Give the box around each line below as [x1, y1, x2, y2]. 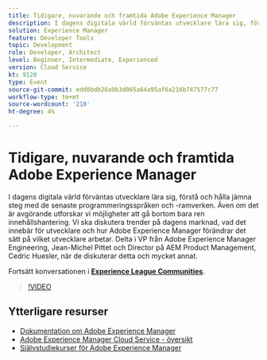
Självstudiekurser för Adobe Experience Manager [19, 343, 182, 352]
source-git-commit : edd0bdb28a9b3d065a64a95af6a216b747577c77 [8, 85, 219, 94]
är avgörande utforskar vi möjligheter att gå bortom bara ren [8, 208, 205, 219]
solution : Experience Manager [8, 26, 109, 34]
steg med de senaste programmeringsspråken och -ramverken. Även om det [8, 200, 259, 210]
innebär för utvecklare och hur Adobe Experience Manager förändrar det [8, 226, 246, 235]
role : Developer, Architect [8, 48, 102, 56]
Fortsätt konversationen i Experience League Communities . [8, 266, 205, 276]
